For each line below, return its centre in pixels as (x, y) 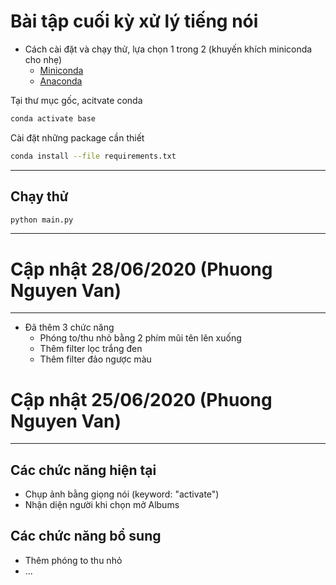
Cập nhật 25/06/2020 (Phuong (141, 399)
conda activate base (53, 118)
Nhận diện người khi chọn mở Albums (102, 505)
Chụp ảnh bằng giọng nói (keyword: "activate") (122, 494)
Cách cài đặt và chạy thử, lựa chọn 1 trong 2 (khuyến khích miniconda (168, 49)
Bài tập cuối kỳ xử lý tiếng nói (134, 21)
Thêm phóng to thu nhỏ (73, 560)
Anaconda (61, 81)
